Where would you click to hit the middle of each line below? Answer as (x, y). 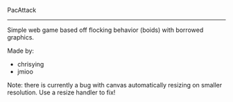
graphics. (21, 37)
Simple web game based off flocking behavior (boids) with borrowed (105, 30)
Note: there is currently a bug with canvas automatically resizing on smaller (115, 85)
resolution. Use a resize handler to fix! (61, 92)
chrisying (31, 64)
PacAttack (22, 10)
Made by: (21, 51)
